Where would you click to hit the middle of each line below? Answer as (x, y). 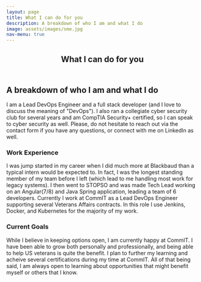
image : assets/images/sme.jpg (45, 29)
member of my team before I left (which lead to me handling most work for (100, 179)
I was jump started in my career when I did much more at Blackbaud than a (100, 166)
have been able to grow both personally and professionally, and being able (100, 246)
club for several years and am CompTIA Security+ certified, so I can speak (100, 117)
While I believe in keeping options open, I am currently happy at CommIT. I (100, 240)
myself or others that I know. (42, 272)
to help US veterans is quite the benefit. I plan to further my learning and (97, 253)
